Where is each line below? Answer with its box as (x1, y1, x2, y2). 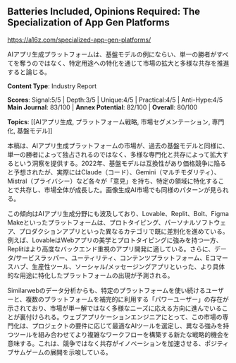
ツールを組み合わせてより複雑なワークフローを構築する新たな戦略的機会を (13, 330, 230, 338)
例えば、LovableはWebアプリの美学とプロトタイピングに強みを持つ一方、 (7, 236, 223, 244)
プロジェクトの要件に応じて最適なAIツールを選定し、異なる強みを (31, 321, 223, 330)
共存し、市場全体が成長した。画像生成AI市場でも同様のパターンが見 (19, 185, 217, 194)
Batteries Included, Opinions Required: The (7, 6, 201, 18)
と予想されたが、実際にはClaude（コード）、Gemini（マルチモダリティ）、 (7, 167, 221, 176)
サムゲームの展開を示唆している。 (13, 347, 112, 356)
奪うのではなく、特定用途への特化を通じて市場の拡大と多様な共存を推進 (19, 59, 230, 67)
